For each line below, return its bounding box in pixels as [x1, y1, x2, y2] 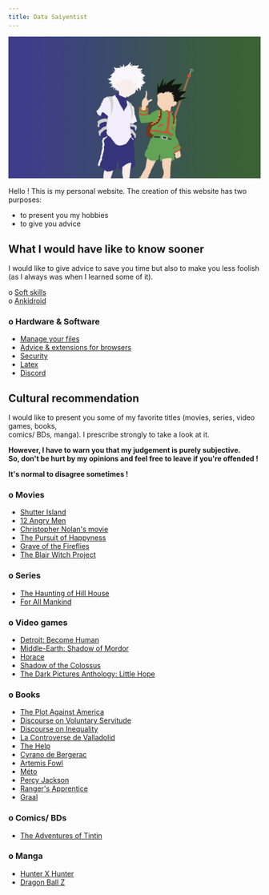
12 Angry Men [19, 516, 66, 526]
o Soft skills [8, 287, 46, 296]
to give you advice [19, 219, 82, 228]
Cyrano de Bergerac [19, 750, 87, 760]
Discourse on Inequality [19, 724, 98, 734]
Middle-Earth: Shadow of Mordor [19, 643, 130, 653]
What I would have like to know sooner [8, 242, 204, 256]
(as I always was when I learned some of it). [8, 272, 154, 281]
